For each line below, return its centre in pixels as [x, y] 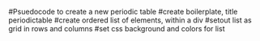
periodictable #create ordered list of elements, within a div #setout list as [130, 20]
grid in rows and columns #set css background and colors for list [117, 29]
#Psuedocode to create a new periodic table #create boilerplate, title [123, 12]
